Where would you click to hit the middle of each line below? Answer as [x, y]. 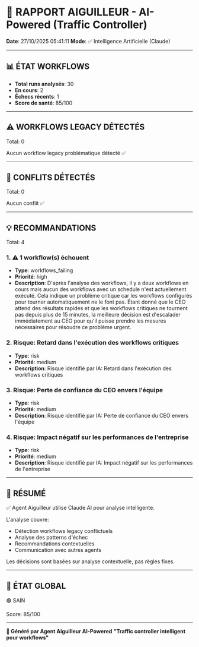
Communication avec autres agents [58, 550]
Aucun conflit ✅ [25, 203]
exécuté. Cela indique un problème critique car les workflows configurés [103, 296]
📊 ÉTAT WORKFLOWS [48, 67]
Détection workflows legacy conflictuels [64, 531]
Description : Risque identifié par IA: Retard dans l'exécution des [93, 368]
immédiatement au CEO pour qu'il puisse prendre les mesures [90, 321]
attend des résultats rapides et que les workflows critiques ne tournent [101, 308]
